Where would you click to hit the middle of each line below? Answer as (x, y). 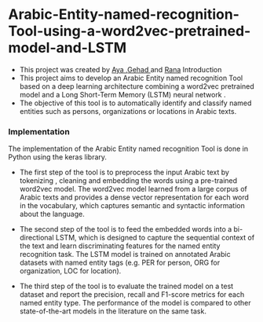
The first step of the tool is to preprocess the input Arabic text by (124, 172)
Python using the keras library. (58, 157)
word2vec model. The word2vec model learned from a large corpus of (133, 189)
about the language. (52, 214)
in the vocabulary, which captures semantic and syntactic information (132, 206)
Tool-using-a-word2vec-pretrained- (130, 31)
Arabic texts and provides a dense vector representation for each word (134, 197)
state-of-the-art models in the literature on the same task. (113, 311)
